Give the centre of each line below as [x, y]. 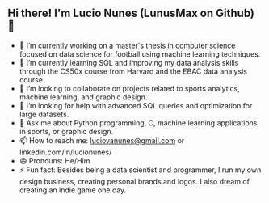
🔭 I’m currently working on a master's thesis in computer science [127, 45]
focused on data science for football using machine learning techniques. [140, 54]
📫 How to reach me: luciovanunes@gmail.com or [102, 140]
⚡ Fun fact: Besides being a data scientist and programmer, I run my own [140, 170]
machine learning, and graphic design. [83, 97]
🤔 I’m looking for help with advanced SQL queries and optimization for [136, 105]
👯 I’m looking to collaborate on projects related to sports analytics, [129, 88]
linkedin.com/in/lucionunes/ [65, 152]
